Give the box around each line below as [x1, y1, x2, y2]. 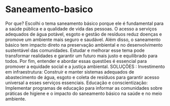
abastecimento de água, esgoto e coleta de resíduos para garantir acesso [5, 74, 160, 80]
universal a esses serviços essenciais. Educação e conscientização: [5, 80, 148, 86]
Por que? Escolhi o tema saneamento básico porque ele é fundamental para [5, 20, 164, 26]
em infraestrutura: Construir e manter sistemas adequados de [5, 68, 134, 75]
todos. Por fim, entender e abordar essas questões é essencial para [5, 58, 147, 64]
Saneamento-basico [5, 4, 93, 15]
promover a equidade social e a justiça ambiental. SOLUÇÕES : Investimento [5, 63, 165, 69]
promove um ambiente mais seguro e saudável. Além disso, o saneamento [5, 37, 161, 43]
